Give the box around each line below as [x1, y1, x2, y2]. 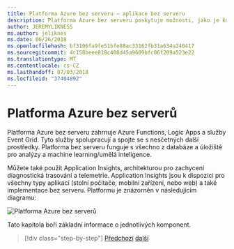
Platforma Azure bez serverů [7, 105, 178, 121]
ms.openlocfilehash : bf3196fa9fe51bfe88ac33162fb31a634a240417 [7, 43, 195, 50]
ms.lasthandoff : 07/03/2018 [7, 68, 89, 75]
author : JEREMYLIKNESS [7, 23, 73, 30]
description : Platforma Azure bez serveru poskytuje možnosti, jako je [7, 17, 219, 24]
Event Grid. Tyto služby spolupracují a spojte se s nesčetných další [7, 135, 199, 144]
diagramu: [7, 193, 37, 202]
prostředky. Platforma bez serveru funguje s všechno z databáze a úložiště [7, 143, 223, 151]
